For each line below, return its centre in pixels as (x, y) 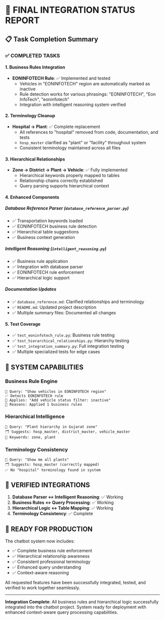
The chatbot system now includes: (40, 541)
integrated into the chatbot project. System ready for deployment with (76, 607)
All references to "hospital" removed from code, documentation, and (89, 132)
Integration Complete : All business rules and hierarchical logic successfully (82, 602)
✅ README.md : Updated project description (54, 307)
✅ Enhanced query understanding (47, 567)
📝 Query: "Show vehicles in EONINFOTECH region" (56, 391)
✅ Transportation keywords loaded (47, 221)
